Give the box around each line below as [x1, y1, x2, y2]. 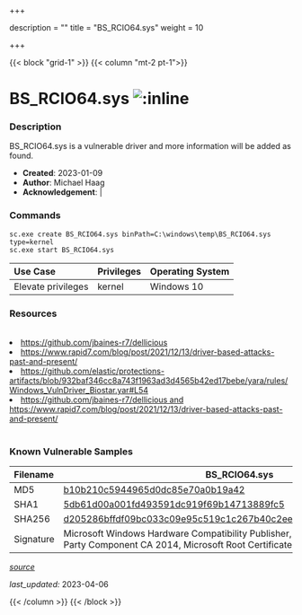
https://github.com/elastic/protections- [21, 365, 164, 377]
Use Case [13, 265, 57, 277]
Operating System [149, 265, 230, 277]
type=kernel [9, 237, 54, 247]
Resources [9, 307, 58, 320]
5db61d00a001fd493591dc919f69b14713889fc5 [63, 498, 285, 511]
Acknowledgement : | [22, 187, 103, 198]
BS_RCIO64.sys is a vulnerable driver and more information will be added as [9, 141, 292, 152]
